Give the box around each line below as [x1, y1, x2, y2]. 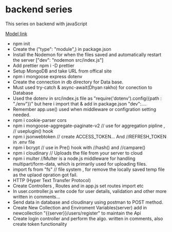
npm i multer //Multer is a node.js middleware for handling [12, 155, 136, 162]
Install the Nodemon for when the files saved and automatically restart [12, 51, 162, 58]
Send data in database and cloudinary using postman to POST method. [12, 199, 163, 205]
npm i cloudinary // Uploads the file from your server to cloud [12, 150, 143, 156]
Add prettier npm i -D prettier [12, 62, 74, 68]
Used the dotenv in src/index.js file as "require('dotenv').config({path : [12, 95, 162, 101]
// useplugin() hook [12, 128, 54, 134]
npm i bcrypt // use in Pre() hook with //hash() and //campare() [12, 144, 146, 150]
